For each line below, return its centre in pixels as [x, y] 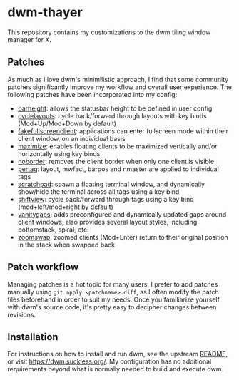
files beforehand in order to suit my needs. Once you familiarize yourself [113, 299]
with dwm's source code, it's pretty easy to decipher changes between [112, 307]
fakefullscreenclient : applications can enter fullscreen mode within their [123, 131]
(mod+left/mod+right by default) [66, 207]
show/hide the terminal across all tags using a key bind [98, 191]
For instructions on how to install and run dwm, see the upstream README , [118, 354]
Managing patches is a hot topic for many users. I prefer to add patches [113, 284]
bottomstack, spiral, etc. [53, 230]
